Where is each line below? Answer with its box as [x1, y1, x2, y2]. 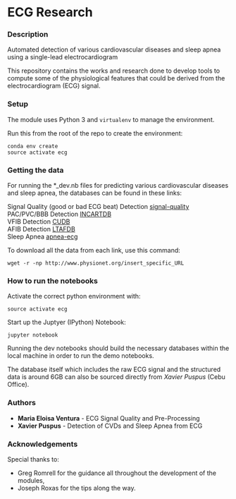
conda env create [7, 143, 58, 150]
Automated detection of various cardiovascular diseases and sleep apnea [7, 45, 221, 54]
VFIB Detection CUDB [7, 217, 70, 226]
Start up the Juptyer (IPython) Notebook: [7, 318, 126, 327]
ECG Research [7, 4, 93, 20]
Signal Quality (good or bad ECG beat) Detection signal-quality [7, 203, 190, 211]
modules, [17, 476, 45, 484]
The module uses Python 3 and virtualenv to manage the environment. [7, 115, 215, 124]
